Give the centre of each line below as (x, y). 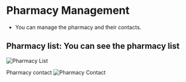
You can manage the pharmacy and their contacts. (78, 27)
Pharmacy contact (29, 72)
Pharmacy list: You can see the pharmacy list (93, 46)
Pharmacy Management (68, 11)
